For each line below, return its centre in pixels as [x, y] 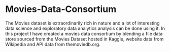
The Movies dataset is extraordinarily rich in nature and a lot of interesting [82, 23]
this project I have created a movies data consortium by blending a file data [84, 33]
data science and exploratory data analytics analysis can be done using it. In [85, 28]
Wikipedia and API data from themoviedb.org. [53, 44]
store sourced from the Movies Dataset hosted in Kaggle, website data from [84, 39]
